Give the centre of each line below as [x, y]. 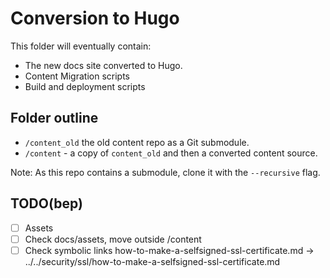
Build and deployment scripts [85, 86]
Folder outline [54, 118]
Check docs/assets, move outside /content [113, 239]
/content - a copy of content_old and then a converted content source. [171, 153]
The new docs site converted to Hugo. [103, 65]
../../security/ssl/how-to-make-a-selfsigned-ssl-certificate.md [152, 261]
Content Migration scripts [77, 76]
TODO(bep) [46, 203]
